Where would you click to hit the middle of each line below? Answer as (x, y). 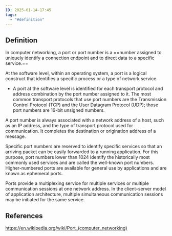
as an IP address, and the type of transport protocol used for (69, 126)
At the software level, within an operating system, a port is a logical (76, 73)
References (24, 216)
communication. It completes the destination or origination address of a (81, 131)
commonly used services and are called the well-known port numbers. (80, 163)
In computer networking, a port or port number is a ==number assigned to (83, 53)
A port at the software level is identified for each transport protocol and (88, 89)
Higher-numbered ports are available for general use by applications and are (86, 168)
